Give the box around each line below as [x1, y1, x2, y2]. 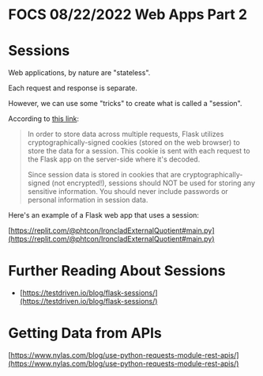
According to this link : [8, 114, 79, 123]
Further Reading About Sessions [8, 262, 226, 280]
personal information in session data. [27, 196, 148, 205]
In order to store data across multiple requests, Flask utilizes [27, 129, 224, 139]
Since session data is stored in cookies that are [27, 170, 182, 180]
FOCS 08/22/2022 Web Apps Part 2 [8, 6, 247, 24]
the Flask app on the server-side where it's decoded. [27, 154, 201, 164]
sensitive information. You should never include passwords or [27, 187, 229, 196]
